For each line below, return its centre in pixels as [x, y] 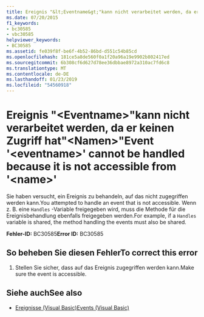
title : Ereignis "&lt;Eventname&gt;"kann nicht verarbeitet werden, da [99, 12]
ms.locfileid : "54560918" [39, 85]
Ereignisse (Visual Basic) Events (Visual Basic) [72, 307]
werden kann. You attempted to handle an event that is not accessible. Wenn [101, 202]
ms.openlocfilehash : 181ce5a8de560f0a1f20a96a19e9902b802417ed [88, 57]
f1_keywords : [23, 23]
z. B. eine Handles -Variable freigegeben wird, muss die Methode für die [96, 209]
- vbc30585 [20, 35]
